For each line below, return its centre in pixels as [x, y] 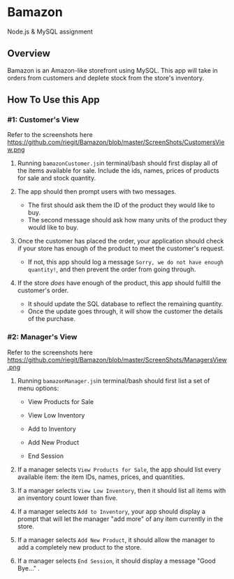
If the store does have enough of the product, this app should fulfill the [119, 283]
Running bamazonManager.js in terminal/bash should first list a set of [114, 380]
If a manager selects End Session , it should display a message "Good [117, 561]
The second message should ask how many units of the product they [127, 220]
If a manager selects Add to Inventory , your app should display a [111, 511]
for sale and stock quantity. [57, 178]
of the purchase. [51, 319]
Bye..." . [29, 568]
